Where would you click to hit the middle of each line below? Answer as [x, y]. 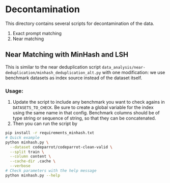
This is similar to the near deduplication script [53, 67]
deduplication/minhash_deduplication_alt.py [53, 73]
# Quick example [22, 138]
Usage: [15, 91]
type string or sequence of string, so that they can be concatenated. [84, 118]
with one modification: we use [134, 72]
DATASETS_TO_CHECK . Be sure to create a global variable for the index [83, 107]
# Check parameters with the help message [51, 171]
